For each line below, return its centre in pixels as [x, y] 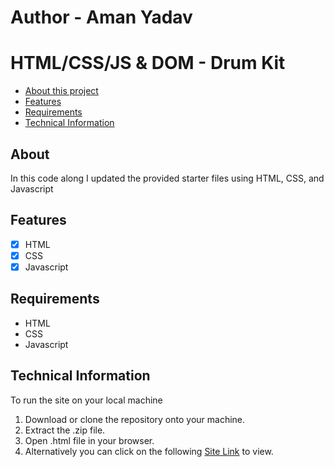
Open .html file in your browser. [89, 440]
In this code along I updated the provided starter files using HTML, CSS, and [167, 178]
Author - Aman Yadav [101, 17]
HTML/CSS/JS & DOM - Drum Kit [148, 63]
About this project [61, 91]
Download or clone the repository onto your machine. [135, 419]
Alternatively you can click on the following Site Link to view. [149, 451]
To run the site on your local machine [86, 400]
